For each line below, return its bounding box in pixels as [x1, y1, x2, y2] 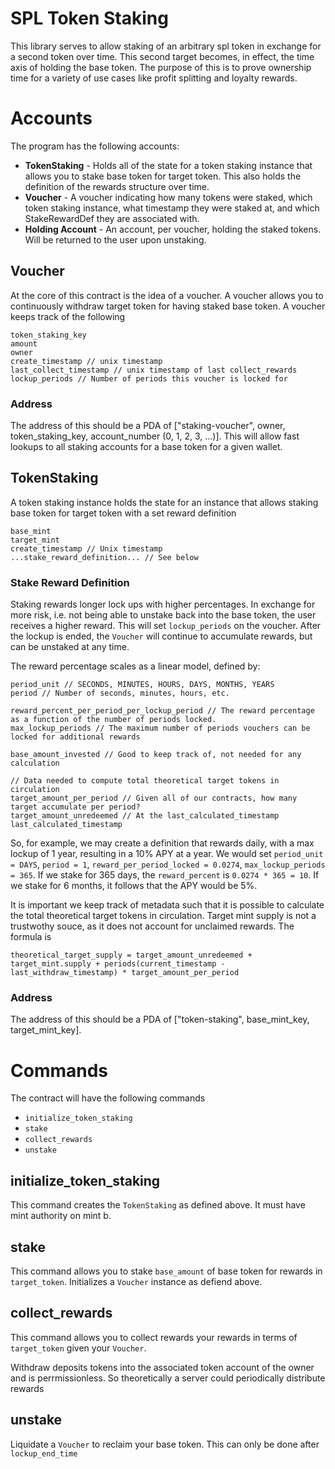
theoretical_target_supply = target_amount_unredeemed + [10, 950, 253, 961]
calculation [10, 758, 60, 769]
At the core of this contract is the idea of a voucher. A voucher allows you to [10, 289, 324, 301]
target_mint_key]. [10, 1024, 82, 1036]
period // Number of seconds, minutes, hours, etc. [10, 688, 230, 699]
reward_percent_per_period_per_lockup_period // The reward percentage [10, 706, 315, 716]
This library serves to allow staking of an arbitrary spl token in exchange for [10, 40, 322, 52]
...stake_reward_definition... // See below [10, 552, 199, 562]
